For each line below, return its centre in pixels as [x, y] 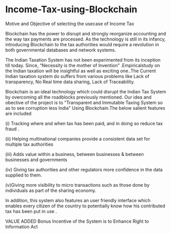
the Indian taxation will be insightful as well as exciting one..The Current [81, 71]
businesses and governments [36, 160]
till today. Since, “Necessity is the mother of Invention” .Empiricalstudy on [83, 65]
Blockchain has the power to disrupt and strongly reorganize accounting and [86, 33]
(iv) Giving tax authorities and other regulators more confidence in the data [84, 169]
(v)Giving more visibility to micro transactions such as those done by [77, 185]
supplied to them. [24, 175]
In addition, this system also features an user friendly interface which [78, 200]
